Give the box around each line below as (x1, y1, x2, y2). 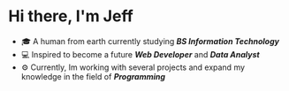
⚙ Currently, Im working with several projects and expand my (20, 62, 245, 72)
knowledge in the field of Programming (20, 71, 165, 81)
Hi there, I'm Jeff (8, 6, 133, 27)
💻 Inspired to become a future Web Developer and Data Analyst (20, 49, 260, 59)
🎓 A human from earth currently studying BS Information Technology (20, 35, 280, 46)
